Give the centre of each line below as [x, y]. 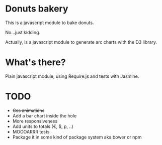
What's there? [36, 62]
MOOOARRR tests [31, 131]
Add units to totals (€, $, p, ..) [43, 126]
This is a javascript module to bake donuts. [50, 23]
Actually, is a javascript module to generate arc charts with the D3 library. [81, 42]
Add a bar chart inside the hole [45, 115]
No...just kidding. [23, 32]
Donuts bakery [37, 9]
